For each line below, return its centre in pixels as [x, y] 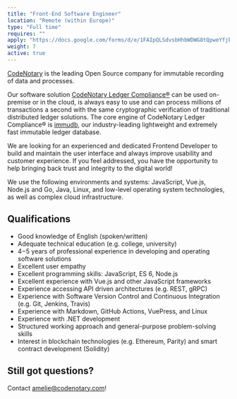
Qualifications [39, 219]
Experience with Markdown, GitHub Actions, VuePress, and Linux [113, 311]
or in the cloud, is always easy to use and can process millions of [127, 102]
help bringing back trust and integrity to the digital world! [90, 168]
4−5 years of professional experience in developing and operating [114, 251]
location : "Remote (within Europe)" [61, 20]
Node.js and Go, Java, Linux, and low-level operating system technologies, [116, 189]
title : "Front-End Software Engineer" [64, 14]
